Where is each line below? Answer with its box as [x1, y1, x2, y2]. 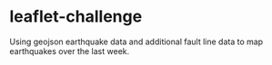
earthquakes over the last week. [9, 45, 130, 56]
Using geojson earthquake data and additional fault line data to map [9, 36, 264, 47]
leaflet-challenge [9, 6, 143, 27]
